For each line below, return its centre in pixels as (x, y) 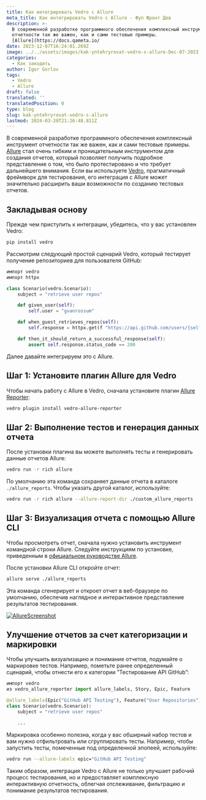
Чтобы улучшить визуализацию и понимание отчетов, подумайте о (94, 659)
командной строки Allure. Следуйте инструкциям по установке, (90, 549)
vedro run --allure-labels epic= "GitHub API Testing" (77, 759)
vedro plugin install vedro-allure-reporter (64, 408)
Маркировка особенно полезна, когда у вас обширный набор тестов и (99, 734)
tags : (13, 75)
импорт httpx (23, 277)
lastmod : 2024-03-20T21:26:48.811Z (52, 120)
